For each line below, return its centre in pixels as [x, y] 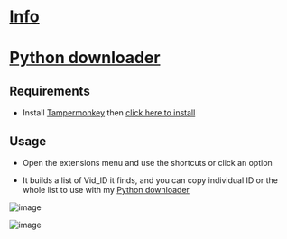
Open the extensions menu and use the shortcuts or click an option [147, 163]
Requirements [50, 91]
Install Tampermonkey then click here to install [109, 113]
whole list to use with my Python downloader [106, 190]
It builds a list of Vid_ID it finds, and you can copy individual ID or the [150, 180]
